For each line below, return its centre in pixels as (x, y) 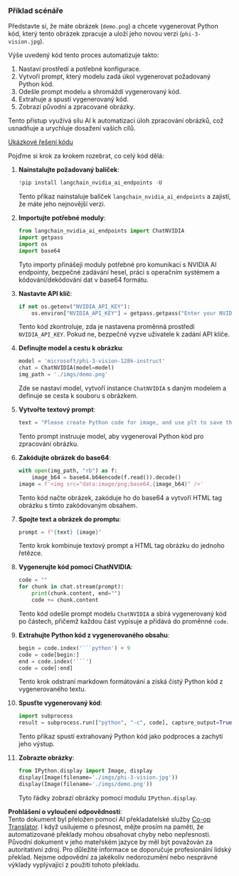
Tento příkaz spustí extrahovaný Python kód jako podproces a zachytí (121, 736)
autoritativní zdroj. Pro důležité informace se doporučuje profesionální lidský (120, 849)
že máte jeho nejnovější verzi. (62, 204)
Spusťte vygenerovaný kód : (60, 703)
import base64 (39, 251)
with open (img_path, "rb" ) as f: (68, 470)
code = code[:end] (46, 668)
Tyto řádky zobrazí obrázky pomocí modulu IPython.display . (108, 798)
